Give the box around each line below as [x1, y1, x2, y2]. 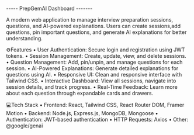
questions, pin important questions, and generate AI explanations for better [6, 29, 187, 36]
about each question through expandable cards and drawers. [6, 90, 154, 96]
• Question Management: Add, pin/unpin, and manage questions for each [6, 58, 183, 65]
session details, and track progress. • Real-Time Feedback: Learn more [6, 84, 178, 90]
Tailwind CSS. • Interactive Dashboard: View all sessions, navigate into [6, 77, 176, 84]
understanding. [6, 35, 43, 41]
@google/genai [6, 122, 43, 129]
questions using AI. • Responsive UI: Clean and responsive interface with [6, 71, 182, 78]
